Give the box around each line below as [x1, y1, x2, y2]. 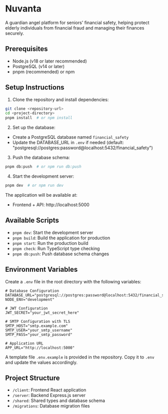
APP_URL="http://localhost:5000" [5, 345, 75, 350]
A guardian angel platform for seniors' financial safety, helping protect [5, 20, 149, 26]
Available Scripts [5, 216, 59, 225]
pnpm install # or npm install [5, 116, 72, 121]
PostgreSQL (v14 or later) [12, 63, 65, 69]
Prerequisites [5, 45, 48, 53]
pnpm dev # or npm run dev [5, 183, 64, 188]
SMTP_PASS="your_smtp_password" [5, 332, 72, 337]
